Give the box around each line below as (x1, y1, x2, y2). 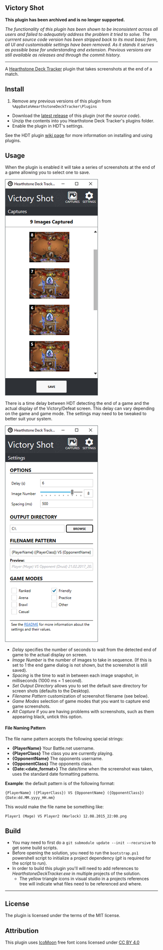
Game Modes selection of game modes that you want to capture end (12, 699, 150, 704)
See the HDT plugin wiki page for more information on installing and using (5, 132, 153, 138)
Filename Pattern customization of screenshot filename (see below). (12, 693, 149, 699)
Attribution (5, 927, 39, 935)
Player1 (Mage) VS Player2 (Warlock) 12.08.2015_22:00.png (5, 814, 127, 818)
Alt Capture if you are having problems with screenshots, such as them (12, 709, 154, 715)
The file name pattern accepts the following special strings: (5, 735, 124, 742)
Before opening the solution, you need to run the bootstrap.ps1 (12, 850, 139, 856)
